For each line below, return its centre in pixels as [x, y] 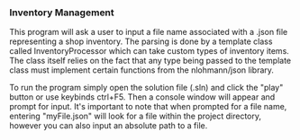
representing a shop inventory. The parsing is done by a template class [141, 41]
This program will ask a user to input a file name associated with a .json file [149, 32]
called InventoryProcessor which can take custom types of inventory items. [150, 51]
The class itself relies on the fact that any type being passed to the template [150, 61]
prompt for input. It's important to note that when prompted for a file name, [148, 107]
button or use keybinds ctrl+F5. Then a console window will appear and [142, 97]
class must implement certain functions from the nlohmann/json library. [142, 70]
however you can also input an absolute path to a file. [109, 126]
